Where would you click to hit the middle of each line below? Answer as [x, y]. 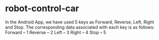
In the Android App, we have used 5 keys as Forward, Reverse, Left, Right [79, 22]
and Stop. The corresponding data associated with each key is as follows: [80, 27]
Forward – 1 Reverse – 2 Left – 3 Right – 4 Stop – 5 [56, 32]
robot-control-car [42, 9]
